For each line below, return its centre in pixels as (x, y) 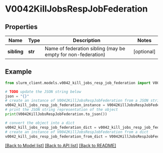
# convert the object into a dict (40, 123)
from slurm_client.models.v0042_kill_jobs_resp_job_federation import (78, 83)
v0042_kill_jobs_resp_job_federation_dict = (51, 127)
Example (18, 72)
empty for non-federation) (75, 54)
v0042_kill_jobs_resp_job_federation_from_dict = (56, 137)
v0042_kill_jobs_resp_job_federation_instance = (55, 105)
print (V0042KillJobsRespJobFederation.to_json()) (56, 114)
